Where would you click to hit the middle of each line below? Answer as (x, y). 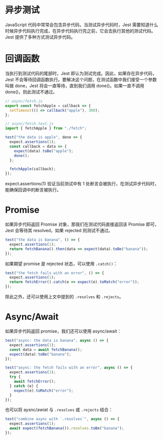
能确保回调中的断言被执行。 (33, 190)
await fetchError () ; (35, 381)
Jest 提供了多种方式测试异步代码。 (40, 37)
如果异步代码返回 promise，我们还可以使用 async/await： (63, 331)
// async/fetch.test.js (29, 124)
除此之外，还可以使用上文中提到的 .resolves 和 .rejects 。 (64, 297)
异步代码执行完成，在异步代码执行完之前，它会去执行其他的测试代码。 (84, 31)
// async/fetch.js (24, 101)
